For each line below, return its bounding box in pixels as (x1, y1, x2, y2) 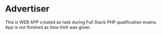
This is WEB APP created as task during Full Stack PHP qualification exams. (5, 19, 158, 25)
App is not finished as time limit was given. (5, 24, 92, 30)
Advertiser (5, 3, 50, 14)
